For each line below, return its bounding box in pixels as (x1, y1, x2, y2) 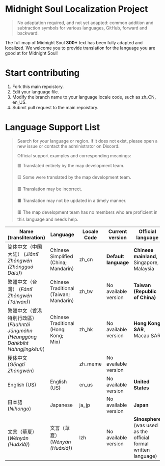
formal (133, 440, 149, 447)
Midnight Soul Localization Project (5, 3, 148, 15)
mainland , (133, 253, 158, 260)
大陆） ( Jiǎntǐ (7, 251, 38, 258)
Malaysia (133, 265, 155, 272)
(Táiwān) (7, 298, 28, 305)
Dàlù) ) (7, 269, 23, 276)
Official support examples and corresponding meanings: (17, 152, 132, 158)
